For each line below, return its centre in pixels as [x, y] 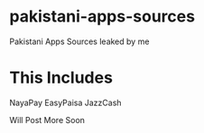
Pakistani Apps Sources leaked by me [79, 41]
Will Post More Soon [47, 120]
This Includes [61, 78]
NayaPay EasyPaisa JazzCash [65, 102]
